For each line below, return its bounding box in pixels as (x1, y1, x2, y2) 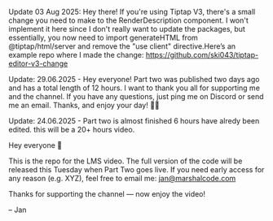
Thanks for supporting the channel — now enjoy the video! (8, 189, 206, 198)
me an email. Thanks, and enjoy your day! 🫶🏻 (8, 101, 161, 110)
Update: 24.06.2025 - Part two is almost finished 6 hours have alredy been (8, 116, 260, 125)
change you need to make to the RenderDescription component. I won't (8, 15, 249, 25)
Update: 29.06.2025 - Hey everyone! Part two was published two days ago (8, 75, 260, 84)
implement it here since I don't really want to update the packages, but (8, 24, 246, 33)
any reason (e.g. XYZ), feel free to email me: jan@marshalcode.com (8, 174, 236, 183)
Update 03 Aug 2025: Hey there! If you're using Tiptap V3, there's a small (8, 7, 256, 16)
